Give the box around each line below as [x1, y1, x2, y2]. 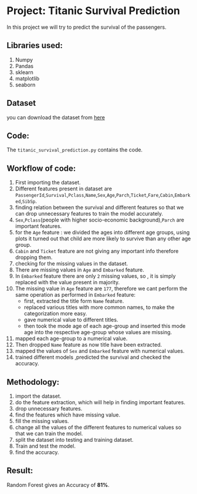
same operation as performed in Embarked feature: [15, 291, 136, 298]
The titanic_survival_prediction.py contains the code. [6, 146, 143, 153]
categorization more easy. [23, 310, 87, 317]
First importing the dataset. [15, 179, 81, 186]
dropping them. [15, 254, 53, 261]
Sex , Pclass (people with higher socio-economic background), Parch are [15, 216, 184, 224]
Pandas [15, 62, 34, 69]
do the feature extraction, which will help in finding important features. [15, 399, 185, 406]
